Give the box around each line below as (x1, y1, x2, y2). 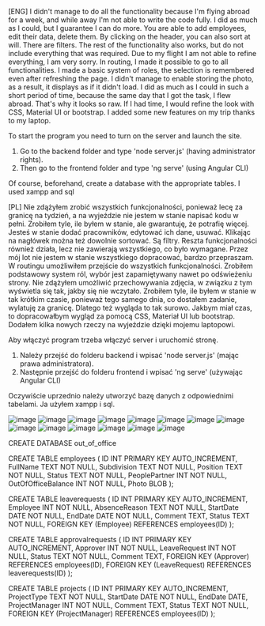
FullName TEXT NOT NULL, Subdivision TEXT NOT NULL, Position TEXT (8, 462, 244, 471)
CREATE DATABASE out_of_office (8, 439, 117, 447)
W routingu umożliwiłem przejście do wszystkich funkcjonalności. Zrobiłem (8, 261, 253, 270)
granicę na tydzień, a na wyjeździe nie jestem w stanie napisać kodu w (8, 211, 239, 220)
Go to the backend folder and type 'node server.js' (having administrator (19, 146, 256, 156)
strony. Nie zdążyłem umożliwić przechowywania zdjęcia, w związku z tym (8, 278, 253, 287)
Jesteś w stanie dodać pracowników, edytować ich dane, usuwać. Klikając (8, 228, 252, 236)
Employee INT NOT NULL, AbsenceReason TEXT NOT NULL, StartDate (8, 503, 239, 512)
